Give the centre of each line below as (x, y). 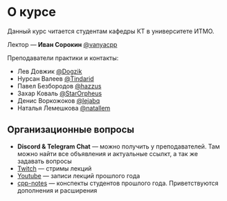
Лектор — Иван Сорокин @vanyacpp (62, 44)
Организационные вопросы (71, 130)
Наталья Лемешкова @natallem (64, 108)
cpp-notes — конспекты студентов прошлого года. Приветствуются (118, 183)
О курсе (32, 12)
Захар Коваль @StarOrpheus (60, 93)
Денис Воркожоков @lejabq (58, 100)
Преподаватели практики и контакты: (63, 58)
